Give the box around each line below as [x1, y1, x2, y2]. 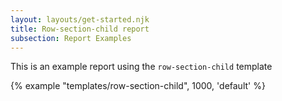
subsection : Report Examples [10, 33, 132, 43]
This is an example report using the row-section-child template [10, 61, 273, 73]
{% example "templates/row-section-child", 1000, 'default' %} [10, 80, 266, 92]
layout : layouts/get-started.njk [10, 14, 150, 25]
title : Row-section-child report [10, 24, 150, 34]
